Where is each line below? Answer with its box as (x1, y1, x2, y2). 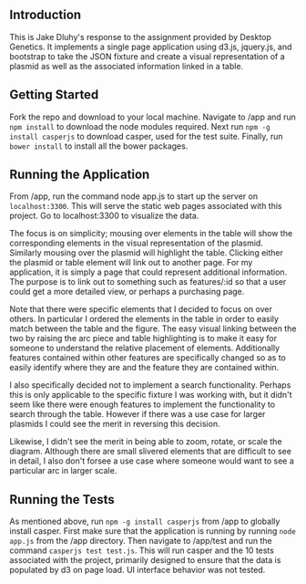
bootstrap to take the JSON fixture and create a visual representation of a (9, 50, 285, 62)
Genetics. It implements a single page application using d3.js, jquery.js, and (9, 41, 292, 52)
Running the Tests (9, 492, 116, 507)
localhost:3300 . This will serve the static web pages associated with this (9, 201, 282, 212)
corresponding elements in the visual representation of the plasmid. (9, 237, 264, 249)
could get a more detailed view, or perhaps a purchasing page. (9, 287, 245, 297)
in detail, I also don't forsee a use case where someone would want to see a (9, 455, 294, 466)
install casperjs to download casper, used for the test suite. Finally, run (9, 130, 283, 141)
